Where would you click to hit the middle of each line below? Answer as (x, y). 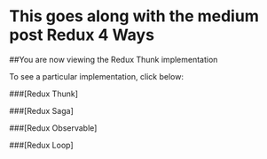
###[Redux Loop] (41, 145)
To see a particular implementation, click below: (97, 76)
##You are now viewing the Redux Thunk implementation (114, 59)
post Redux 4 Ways (82, 35)
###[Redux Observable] (53, 128)
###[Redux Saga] (41, 110)
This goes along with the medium (134, 16)
